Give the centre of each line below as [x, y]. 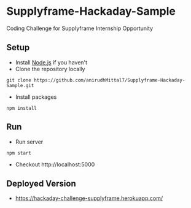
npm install [21, 108]
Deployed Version [41, 183]
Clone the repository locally [50, 69]
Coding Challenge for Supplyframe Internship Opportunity [80, 28]
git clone [19, 80]
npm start [19, 153]
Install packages [36, 97]
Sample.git [20, 85]
